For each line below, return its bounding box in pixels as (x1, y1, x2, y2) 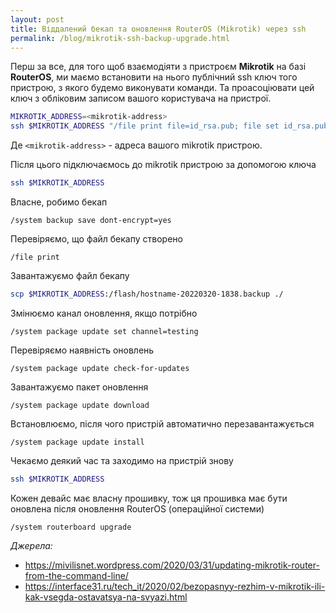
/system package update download (10, 400, 150, 410)
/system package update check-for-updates (10, 363, 190, 373)
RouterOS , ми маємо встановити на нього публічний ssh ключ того (10, 71, 298, 83)
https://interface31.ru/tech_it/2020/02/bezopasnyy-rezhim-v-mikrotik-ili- (24, 580, 326, 592)
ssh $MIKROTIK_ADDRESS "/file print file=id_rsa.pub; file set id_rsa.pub (10, 121, 329, 131)
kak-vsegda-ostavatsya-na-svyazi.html (24, 591, 188, 603)
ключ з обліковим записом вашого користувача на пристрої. (10, 92, 272, 105)
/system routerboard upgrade (10, 522, 132, 532)
